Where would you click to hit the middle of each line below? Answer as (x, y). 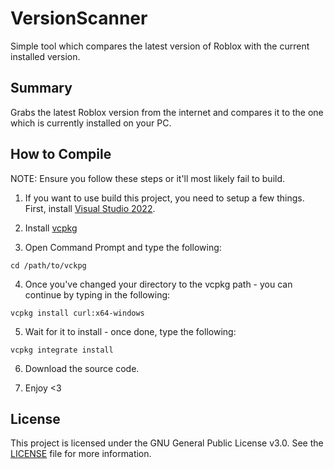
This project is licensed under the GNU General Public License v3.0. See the (167, 443)
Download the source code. (82, 368)
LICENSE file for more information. (81, 454)
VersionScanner (79, 18)
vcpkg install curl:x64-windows (77, 313)
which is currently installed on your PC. (91, 123)
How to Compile (61, 154)
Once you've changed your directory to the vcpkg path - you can (158, 284)
